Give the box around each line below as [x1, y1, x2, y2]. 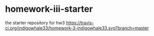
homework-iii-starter [5, 3, 93, 15]
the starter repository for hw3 [5, 20, 65, 26]
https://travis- [65, 20, 94, 26]
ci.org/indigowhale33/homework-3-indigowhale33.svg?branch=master [5, 25, 149, 31]
